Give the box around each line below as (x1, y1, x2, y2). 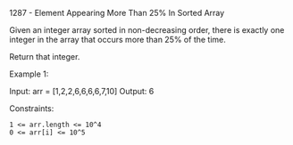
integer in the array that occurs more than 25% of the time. (9, 35, 226, 44)
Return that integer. (9, 52, 80, 61)
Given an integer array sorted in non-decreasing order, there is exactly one (9, 25, 285, 35)
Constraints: (9, 103, 54, 114)
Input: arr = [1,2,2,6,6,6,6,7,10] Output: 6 (9, 86, 155, 96)
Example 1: (9, 68, 49, 79)
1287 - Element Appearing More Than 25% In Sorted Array (9, 8, 225, 18)
